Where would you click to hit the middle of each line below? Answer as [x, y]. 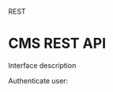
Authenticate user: [38, 80]
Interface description [42, 65]
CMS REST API [57, 44]
